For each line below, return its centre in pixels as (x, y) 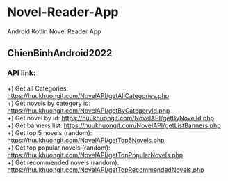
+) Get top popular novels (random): (59, 148)
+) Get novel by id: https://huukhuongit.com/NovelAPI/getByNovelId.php (111, 118)
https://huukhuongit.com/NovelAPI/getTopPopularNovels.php (95, 155)
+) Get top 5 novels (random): (50, 132)
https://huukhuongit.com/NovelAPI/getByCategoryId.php (89, 110)
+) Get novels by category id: (49, 103)
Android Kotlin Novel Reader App (55, 31)
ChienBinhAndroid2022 (60, 53)
